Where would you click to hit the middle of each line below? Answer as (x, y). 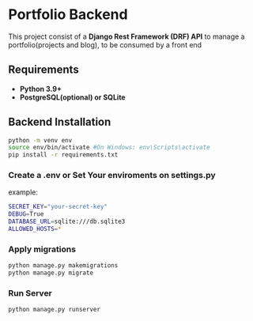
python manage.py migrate (51, 273)
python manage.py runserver (55, 310)
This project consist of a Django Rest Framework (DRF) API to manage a (126, 36)
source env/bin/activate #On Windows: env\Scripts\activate (110, 148)
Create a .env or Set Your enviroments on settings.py (112, 176)
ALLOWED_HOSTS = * (35, 229)
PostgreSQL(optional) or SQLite (72, 97)
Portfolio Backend (68, 15)
